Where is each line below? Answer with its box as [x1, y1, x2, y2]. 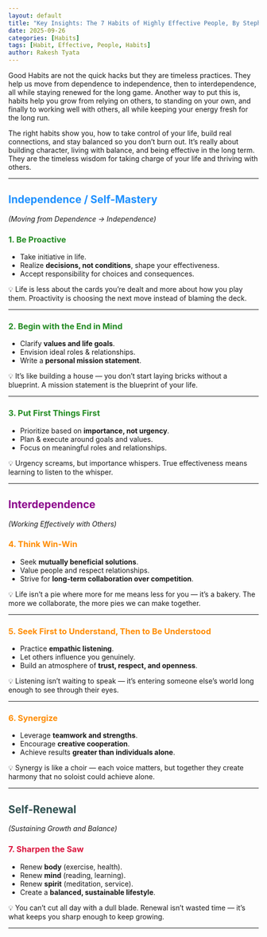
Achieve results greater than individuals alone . [19, 747, 176, 758]
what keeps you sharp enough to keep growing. [8, 911, 164, 921]
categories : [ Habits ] [8, 33, 80, 42]
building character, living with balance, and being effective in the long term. [8, 145, 255, 155]
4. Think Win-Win [8, 539, 78, 550]
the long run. [8, 113, 50, 122]
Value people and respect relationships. [19, 565, 150, 575]
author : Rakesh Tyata [8, 49, 80, 57]
